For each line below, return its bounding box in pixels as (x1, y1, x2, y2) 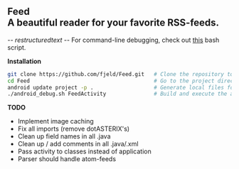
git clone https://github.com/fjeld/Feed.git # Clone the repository (7, 70, 224, 77)
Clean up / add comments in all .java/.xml (17, 140, 139, 148)
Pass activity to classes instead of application (17, 147, 152, 156)
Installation (7, 57, 41, 65)
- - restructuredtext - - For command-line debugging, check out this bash (7, 36, 220, 44)
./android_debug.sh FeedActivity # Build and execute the (7, 90, 228, 98)
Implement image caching (17, 117, 94, 126)
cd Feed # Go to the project (7, 77, 215, 84)
